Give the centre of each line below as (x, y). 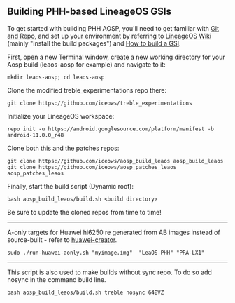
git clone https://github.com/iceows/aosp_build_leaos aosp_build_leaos (115, 161)
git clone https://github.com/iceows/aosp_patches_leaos (92, 167)
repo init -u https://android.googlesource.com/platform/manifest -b (111, 129)
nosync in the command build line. (57, 279)
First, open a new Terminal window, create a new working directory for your (116, 57)
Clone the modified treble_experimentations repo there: (87, 90)
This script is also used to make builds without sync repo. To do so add (109, 272)
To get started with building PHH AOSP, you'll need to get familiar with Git (113, 28)
